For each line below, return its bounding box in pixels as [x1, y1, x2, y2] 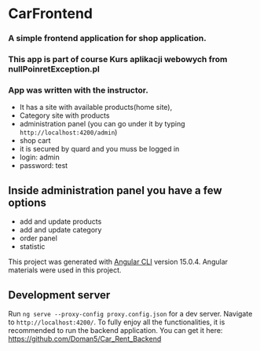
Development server [8, 288, 111, 302]
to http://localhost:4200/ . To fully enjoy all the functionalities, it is [8, 317, 225, 327]
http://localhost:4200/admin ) [19, 127, 118, 137]
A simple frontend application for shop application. [8, 33, 207, 44]
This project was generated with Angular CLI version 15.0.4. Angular [8, 257, 229, 267]
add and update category [19, 225, 102, 235]
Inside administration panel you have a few [8, 184, 222, 197]
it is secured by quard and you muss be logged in [19, 144, 180, 154]
